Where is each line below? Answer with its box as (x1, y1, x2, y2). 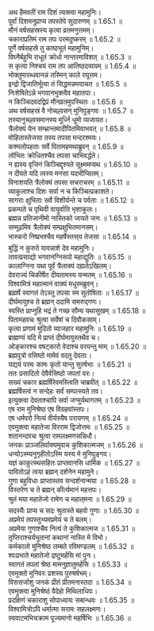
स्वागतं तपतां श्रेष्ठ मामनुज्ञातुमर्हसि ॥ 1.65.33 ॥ (8, 559, 128, 569)
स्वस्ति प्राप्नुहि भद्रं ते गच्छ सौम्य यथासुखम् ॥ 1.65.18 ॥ (8, 306, 146, 315)
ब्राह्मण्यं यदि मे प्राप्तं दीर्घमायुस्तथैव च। (8, 333, 101, 342)
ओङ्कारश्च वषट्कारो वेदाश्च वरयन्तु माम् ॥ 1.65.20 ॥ (8, 342, 147, 351)
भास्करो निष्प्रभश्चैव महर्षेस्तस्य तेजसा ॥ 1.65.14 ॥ (8, 232, 137, 241)
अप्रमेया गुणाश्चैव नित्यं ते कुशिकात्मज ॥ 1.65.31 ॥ (8, 524, 136, 533)
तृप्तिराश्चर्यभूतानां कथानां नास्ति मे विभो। (8, 533, 109, 542)
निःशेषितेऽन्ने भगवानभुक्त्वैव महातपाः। (8, 88, 97, 97)
